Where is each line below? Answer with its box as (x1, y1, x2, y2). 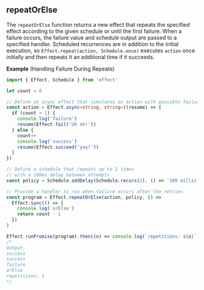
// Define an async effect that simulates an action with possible (6, 98, 181, 105)
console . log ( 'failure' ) (17, 116, 78, 122)
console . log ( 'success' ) (17, 138, 78, 145)
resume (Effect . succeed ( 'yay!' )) (17, 144, 99, 150)
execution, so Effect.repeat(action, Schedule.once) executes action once (6, 47, 195, 54)
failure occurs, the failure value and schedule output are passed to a (6, 33, 177, 41)
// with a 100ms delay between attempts (6, 172, 110, 178)
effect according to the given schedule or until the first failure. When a (6, 27, 182, 35)
